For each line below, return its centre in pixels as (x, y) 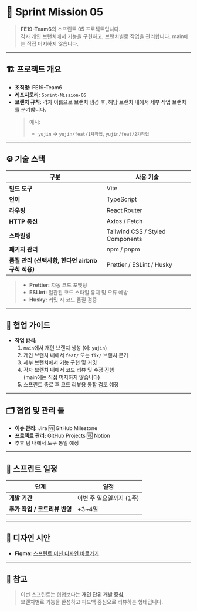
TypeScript (122, 199)
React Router (124, 210)
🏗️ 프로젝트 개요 (34, 70)
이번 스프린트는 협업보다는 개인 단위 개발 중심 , (72, 594)
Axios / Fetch (125, 221)
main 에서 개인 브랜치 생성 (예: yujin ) (65, 348)
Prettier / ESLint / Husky (140, 264)
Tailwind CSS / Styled (136, 231)
